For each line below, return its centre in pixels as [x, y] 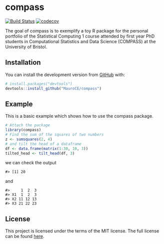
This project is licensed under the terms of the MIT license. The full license [82, 231]
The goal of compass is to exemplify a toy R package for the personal [77, 31]
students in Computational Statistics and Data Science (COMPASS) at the [80, 41]
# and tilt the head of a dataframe [43, 144]
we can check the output [31, 163]
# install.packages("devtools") [39, 84]
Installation [23, 62]
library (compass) [23, 130]
